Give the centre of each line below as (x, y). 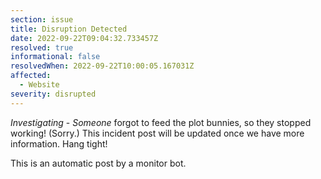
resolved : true (42, 47)
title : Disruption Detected (69, 29)
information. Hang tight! (59, 143)
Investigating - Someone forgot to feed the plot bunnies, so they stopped (161, 122)
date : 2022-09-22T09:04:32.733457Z (84, 38)
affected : (31, 76)
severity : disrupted (53, 94)
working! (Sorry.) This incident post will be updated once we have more (157, 133)
